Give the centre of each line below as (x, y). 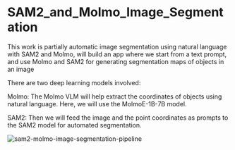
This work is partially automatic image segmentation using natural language (117, 46)
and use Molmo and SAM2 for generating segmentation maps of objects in (116, 61)
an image (21, 69)
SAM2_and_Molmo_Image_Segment (115, 12)
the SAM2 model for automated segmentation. (75, 125)
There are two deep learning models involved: (74, 82)
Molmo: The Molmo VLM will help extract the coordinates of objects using (115, 96)
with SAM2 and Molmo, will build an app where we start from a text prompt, (117, 54)
